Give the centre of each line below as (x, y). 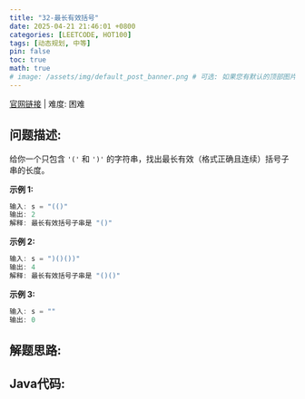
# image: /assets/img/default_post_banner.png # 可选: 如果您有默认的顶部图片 (153, 77)
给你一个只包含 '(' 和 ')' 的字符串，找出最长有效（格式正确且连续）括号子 (149, 159)
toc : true (28, 60)
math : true (30, 69)
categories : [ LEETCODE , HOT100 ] (70, 34)
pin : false (30, 52)
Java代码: (37, 384)
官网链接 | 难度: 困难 (47, 103)
